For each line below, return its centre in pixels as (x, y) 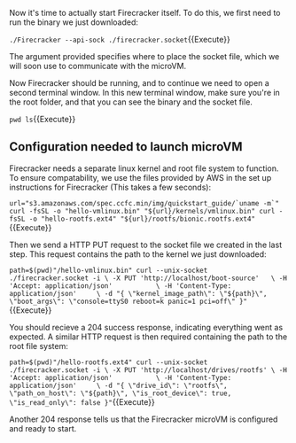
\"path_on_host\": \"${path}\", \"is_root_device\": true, (121, 393)
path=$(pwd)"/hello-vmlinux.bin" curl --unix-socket (109, 270)
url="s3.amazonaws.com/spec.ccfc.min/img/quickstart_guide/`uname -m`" (144, 203)
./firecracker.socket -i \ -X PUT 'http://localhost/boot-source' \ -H (148, 278)
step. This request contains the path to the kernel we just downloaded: (138, 254)
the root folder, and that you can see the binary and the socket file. (131, 102)
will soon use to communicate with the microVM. (98, 66)
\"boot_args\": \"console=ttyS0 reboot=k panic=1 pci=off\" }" (129, 301)
